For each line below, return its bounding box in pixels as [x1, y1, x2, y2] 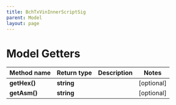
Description [97, 68, 133, 77]
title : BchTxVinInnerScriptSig [6, 9, 86, 15]
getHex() [9, 79, 36, 87]
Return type [56, 68, 92, 77]
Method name [9, 68, 51, 77]
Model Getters [6, 46, 81, 60]
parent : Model [6, 15, 43, 21]
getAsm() [9, 89, 38, 98]
